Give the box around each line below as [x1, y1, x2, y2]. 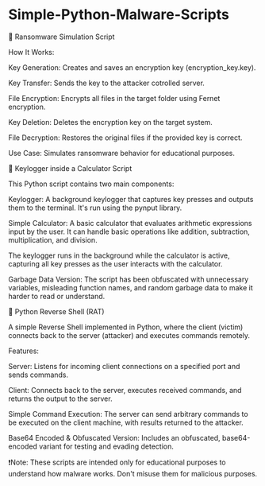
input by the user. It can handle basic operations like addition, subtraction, [8, 227, 250, 236]
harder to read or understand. [8, 291, 106, 301]
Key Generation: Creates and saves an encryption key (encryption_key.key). [8, 62, 256, 72]
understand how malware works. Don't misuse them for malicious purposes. [8, 469, 258, 478]
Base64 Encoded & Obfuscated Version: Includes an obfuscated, [8, 433, 221, 442]
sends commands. [8, 370, 69, 379]
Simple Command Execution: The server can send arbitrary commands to [8, 409, 248, 418]
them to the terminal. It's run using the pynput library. [8, 203, 182, 212]
